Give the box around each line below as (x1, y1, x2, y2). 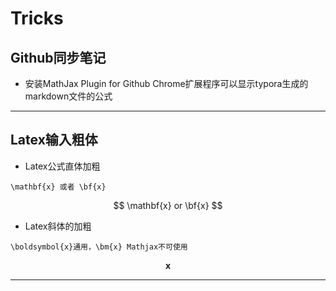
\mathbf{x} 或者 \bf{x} (10, 182, 107, 192)
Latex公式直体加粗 (24, 160, 101, 172)
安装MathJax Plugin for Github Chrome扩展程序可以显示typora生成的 (24, 78, 309, 89)
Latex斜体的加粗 (24, 220, 92, 232)
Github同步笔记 (10, 49, 107, 66)
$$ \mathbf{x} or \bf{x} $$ (113, 199, 223, 211)
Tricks (10, 7, 64, 30)
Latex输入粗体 (10, 132, 98, 149)
